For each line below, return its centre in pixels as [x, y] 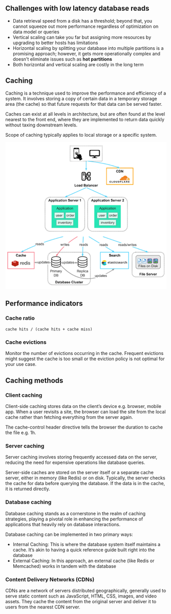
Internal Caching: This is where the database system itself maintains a [87, 544]
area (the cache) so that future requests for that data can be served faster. [84, 104]
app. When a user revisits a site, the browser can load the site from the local [85, 412]
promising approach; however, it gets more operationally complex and [86, 53]
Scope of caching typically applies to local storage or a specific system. [81, 135]
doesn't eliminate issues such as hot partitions [62, 59]
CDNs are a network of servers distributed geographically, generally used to [86, 590]
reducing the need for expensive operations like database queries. [75, 462]
